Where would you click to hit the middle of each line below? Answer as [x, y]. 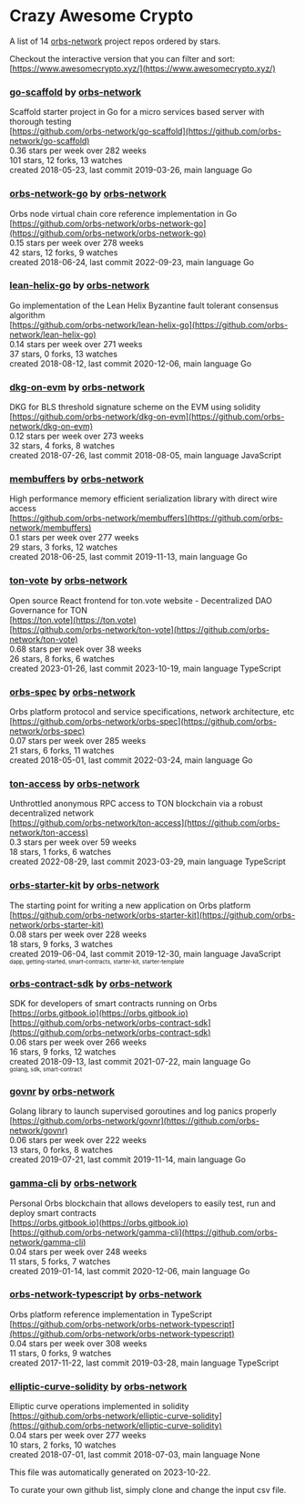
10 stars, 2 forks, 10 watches [63, 1445]
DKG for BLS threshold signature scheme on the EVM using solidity [135, 407]
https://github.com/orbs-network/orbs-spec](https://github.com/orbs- [145, 722]
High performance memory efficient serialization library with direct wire [143, 499]
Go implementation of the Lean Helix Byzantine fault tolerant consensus [144, 305]
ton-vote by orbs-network [68, 581]
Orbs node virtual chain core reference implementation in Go [123, 213]
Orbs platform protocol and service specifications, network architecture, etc [152, 712]
